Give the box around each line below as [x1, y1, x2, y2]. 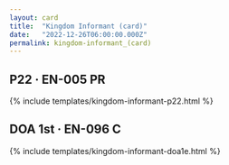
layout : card [9, 13, 59, 23]
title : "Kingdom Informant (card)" [9, 22, 148, 31]
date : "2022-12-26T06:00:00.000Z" [9, 30, 148, 39]
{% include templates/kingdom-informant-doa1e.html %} [9, 145, 221, 156]
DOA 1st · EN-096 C [9, 122, 122, 137]
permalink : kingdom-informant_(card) [9, 38, 152, 48]
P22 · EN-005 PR [9, 71, 106, 87]
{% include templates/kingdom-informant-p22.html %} [9, 96, 215, 106]
